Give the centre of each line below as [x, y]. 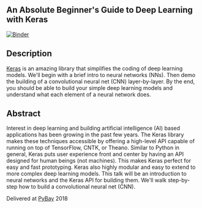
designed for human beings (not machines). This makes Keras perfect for [99, 161]
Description [29, 54]
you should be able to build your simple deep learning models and [90, 87]
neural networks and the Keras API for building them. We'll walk [87, 180]
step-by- [179, 180]
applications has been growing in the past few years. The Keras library [95, 135]
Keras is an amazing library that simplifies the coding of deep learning [95, 68]
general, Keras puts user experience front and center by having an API [95, 154]
